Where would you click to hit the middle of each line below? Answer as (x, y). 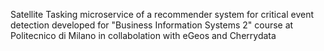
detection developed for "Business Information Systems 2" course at (152, 25)
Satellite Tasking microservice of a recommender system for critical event (162, 14)
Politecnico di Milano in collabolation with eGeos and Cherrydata (143, 35)
